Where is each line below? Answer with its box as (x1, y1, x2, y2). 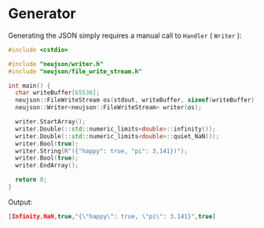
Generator (8, 5, 76, 23)
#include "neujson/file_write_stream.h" (8, 68, 143, 75)
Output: (8, 197, 33, 207)
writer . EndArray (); (15, 162, 79, 170)
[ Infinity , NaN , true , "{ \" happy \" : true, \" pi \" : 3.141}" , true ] (8, 212, 216, 220)
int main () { (8, 82, 51, 90)
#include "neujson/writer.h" (8, 60, 104, 68)
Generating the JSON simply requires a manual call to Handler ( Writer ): (8, 31, 242, 40)
